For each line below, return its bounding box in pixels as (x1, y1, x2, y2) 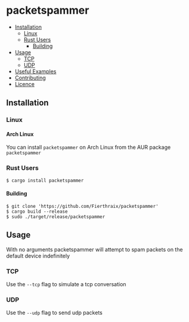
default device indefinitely (6, 252, 70, 259)
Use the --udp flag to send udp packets (6, 309, 103, 317)
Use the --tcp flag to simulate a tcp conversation (6, 281, 126, 288)
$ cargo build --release (6, 208, 68, 214)
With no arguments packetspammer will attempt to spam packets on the (6, 246, 183, 253)
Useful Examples (14, 68, 57, 75)
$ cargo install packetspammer (6, 177, 84, 183)
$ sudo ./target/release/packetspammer (6, 213, 106, 220)
